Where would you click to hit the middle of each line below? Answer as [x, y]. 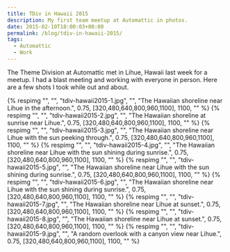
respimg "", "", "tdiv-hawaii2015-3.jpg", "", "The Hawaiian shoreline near [110, 130]
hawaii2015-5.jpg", [34, 167]
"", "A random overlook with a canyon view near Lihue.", [142, 233]
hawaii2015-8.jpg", [34, 219]
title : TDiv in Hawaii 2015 [48, 14]
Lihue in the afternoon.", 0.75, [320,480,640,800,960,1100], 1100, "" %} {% [114, 108]
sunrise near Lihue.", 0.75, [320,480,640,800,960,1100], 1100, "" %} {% [109, 123]
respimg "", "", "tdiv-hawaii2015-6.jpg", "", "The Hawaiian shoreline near [110, 182]
